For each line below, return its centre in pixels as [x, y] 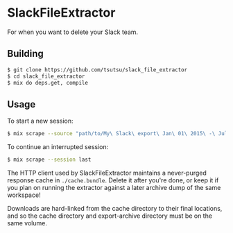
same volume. [27, 223]
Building [25, 54]
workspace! [24, 195]
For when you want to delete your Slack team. [73, 32]
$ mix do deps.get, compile [48, 83]
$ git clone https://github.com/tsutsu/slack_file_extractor [97, 70]
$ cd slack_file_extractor [46, 76]
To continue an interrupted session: [58, 147]
